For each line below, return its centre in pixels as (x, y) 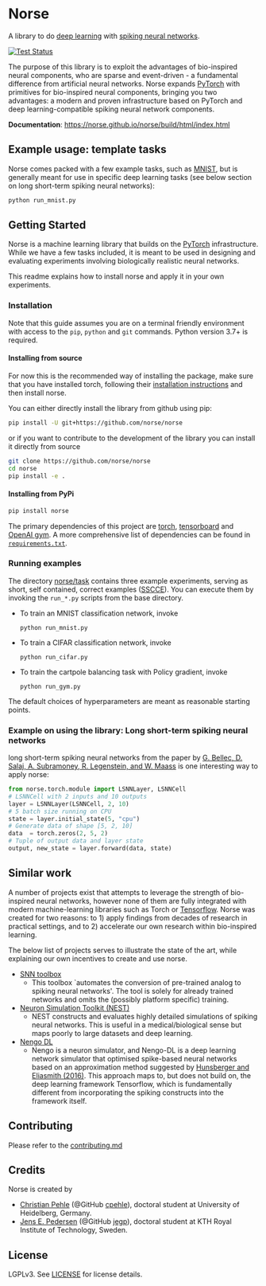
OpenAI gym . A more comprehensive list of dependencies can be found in (129, 534)
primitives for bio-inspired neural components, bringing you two (113, 92)
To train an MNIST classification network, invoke (99, 613)
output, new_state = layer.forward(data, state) (90, 849)
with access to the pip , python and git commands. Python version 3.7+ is (128, 331)
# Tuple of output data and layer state (76, 841)
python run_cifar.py (54, 657)
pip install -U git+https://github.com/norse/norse (95, 423)
